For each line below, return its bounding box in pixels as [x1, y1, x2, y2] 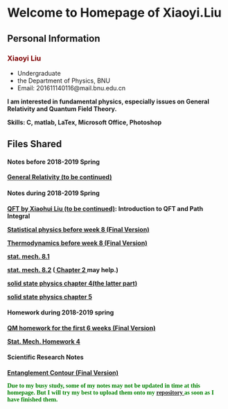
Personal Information [7, 33, 100, 44]
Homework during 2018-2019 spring [7, 308, 114, 317]
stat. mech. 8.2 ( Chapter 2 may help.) [7, 265, 119, 274]
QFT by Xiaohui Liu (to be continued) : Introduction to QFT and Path [7, 204, 203, 212]
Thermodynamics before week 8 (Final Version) [7, 238, 148, 247]
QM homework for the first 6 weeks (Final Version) [7, 324, 156, 332]
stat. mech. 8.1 [7, 252, 50, 260]
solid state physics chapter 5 [7, 292, 92, 301]
